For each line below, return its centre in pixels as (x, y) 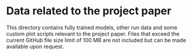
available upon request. (35, 46)
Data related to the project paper (89, 11)
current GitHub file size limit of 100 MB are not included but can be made (96, 40)
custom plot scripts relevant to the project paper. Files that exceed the (93, 33)
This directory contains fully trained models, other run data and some (92, 27)
